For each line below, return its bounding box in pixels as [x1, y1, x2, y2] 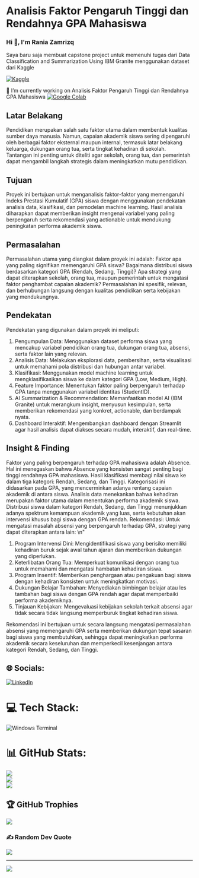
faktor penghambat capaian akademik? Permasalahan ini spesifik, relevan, [6, 280, 188, 287]
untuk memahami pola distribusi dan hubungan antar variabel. [14, 363, 166, 370]
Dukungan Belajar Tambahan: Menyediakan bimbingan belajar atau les [14, 584, 187, 591]
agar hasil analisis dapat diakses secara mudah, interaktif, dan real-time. [14, 426, 191, 433]
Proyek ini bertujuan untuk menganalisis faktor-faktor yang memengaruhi [6, 191, 185, 198]
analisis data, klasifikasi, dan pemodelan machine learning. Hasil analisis [6, 204, 182, 211]
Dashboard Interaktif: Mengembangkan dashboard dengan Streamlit [14, 420, 182, 427]
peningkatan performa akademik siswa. [6, 223, 102, 230]
